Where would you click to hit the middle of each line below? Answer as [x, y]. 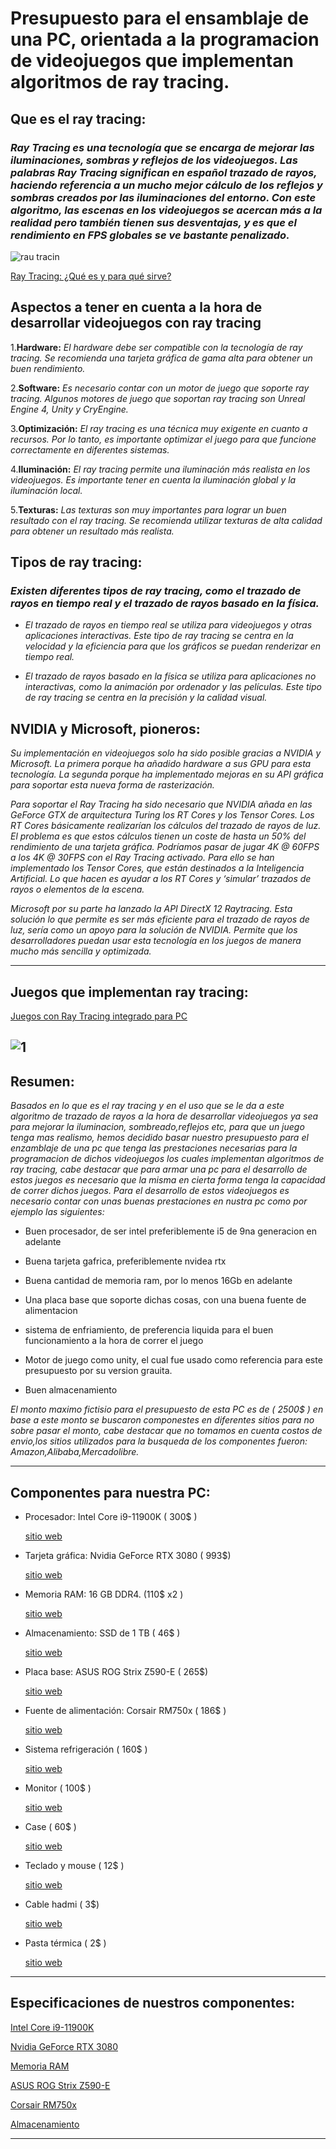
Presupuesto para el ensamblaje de [160, 18]
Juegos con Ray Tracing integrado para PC [99, 1016]
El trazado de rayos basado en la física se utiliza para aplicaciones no [170, 676]
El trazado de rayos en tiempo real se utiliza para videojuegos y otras [168, 625]
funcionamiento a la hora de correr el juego [114, 1341]
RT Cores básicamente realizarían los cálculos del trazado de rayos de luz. [166, 826]
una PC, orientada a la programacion [165, 39]
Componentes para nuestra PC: [110, 1492]
